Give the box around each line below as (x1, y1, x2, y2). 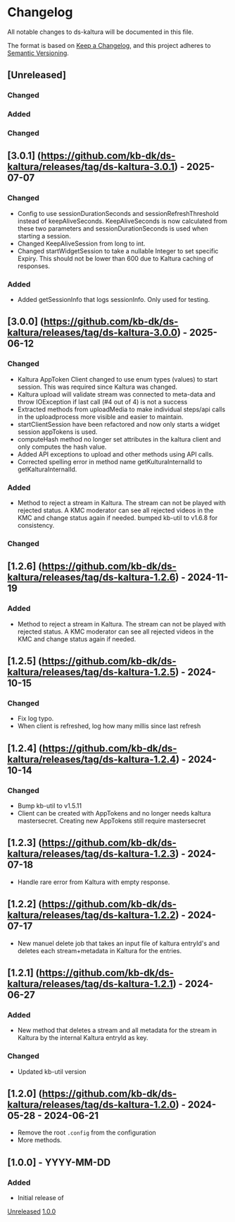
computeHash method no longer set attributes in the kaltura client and (17, 435, 222, 443)
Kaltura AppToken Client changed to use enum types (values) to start (17, 375, 218, 383)
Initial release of (17, 1194, 65, 1202)
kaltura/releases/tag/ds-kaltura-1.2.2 (7, 909, 176, 921)
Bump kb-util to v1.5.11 (17, 801, 82, 810)
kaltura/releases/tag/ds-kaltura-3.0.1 (7, 161, 174, 173)
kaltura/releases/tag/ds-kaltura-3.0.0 (7, 327, 178, 339)
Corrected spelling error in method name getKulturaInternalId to (17, 457, 203, 466)
